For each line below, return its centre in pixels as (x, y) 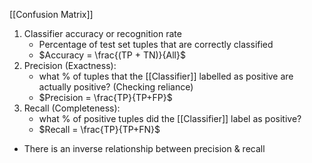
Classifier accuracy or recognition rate (102, 33)
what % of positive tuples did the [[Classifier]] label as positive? (170, 118)
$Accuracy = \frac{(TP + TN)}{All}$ (112, 55)
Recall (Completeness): (72, 108)
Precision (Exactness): (70, 65)
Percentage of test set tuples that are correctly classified (156, 44)
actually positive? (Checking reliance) (116, 87)
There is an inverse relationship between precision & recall (144, 148)
